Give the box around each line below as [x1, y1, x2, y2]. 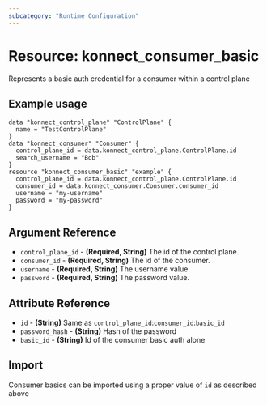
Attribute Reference [8, 296, 111, 310]
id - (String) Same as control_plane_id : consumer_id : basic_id [19, 318, 225, 327]
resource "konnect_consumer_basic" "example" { [8, 168, 172, 177]
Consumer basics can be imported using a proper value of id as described [8, 380, 257, 390]
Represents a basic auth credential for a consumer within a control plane [8, 74, 251, 83]
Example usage [8, 96, 87, 110]
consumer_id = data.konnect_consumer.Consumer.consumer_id [15, 182, 219, 190]
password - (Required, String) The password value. [19, 273, 190, 283]
